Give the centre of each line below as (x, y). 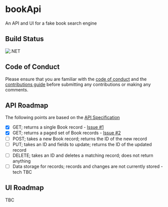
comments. (17, 89)
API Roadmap (27, 105)
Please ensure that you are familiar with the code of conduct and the (76, 79)
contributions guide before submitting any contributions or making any (78, 84)
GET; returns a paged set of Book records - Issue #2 (67, 133)
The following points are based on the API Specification (63, 118)
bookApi (23, 9)
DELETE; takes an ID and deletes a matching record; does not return (83, 155)
